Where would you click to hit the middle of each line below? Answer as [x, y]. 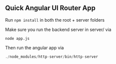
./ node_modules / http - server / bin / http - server [52, 57]
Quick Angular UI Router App [50, 8]
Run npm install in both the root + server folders [55, 20]
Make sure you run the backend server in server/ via [58, 30]
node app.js [17, 38]
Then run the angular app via [35, 48]
